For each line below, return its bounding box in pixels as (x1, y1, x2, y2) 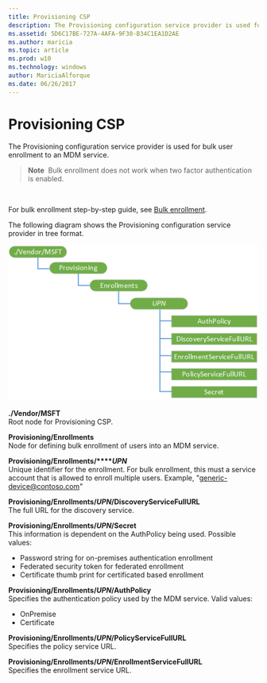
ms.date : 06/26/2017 (8, 80, 77, 87)
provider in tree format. (8, 228, 84, 238)
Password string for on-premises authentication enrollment (19, 553, 213, 563)
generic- (199, 473, 228, 483)
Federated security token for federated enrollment (19, 561, 184, 572)
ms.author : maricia (8, 38, 73, 46)
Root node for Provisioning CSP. (8, 417, 114, 427)
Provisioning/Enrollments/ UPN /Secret (8, 521, 137, 530)
